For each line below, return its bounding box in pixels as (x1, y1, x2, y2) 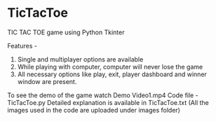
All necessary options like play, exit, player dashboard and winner (17, 70, 207, 78)
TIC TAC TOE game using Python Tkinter (7, 28, 125, 36)
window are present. (17, 77, 77, 85)
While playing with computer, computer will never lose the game (17, 62, 203, 71)
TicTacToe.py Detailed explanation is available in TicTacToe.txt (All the (7, 98, 209, 106)
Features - (7, 41, 37, 50)
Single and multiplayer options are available (17, 55, 144, 64)
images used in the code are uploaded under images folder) (7, 106, 181, 114)
